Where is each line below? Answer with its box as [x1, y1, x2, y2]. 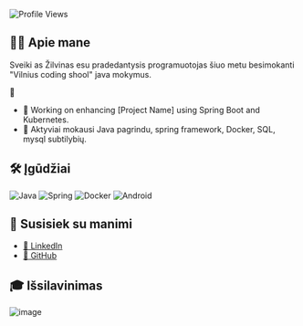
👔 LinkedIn [22, 240, 63, 251]
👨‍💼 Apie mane [9, 35, 91, 50]
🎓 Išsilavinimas [9, 278, 103, 293]
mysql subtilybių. [22, 133, 87, 144]
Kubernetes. [22, 114, 69, 125]
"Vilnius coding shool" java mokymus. [9, 68, 152, 79]
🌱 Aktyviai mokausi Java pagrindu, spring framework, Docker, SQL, [22, 123, 276, 134]
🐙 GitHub [22, 250, 57, 261]
